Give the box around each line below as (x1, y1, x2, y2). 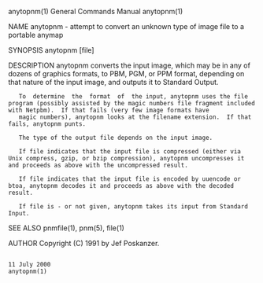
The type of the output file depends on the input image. (18, 134, 213, 141)
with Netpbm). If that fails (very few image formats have (8, 106, 210, 114)
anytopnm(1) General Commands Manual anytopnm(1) (8, 7, 183, 16)
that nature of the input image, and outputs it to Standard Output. (8, 78, 219, 86)
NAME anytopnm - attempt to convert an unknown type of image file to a (8, 22, 245, 31)
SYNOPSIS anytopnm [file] (8, 46, 94, 54)
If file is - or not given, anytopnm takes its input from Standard (18, 203, 248, 211)
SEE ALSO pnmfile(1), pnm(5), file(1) (8, 223, 124, 233)
